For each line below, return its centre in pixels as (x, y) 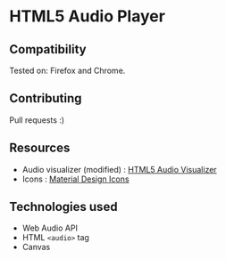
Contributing (46, 98)
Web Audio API (50, 228)
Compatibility (48, 49)
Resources (40, 148)
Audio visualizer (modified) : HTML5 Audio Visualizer (119, 169)
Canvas (36, 247)
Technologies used (63, 207)
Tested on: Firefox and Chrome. (67, 70)
